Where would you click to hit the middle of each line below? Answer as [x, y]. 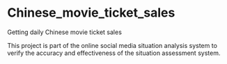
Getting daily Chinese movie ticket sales [64, 32]
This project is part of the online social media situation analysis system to [112, 45]
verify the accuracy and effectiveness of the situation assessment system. [114, 53]
